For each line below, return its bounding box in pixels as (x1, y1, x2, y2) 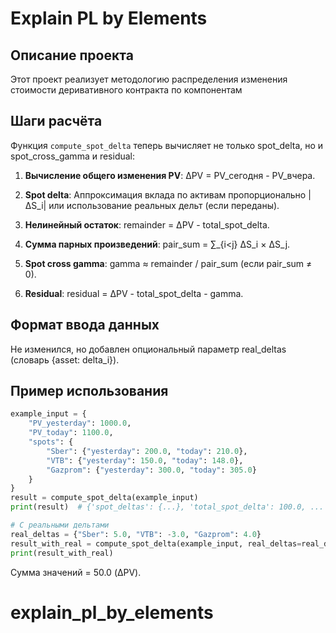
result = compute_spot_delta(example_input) (10, 493, 199, 503)
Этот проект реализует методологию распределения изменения (10, 73, 288, 85)
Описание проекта (10, 47, 134, 64)
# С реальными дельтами (10, 520, 110, 531)
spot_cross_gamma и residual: (10, 150, 136, 162)
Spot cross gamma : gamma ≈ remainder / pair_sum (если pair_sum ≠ (24, 257, 313, 269)
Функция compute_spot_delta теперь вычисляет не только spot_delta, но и (10, 139, 324, 151)
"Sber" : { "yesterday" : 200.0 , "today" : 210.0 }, (46, 446, 248, 456)
